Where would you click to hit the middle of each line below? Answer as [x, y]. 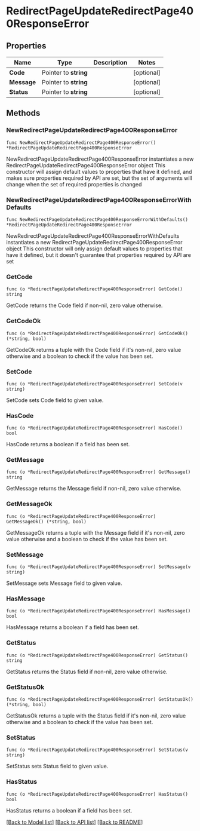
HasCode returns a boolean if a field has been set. [68, 444]
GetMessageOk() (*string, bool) [46, 522]
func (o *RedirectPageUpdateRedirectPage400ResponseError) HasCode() [95, 428]
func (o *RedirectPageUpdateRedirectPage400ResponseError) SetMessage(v [99, 567]
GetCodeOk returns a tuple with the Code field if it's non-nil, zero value [94, 349]
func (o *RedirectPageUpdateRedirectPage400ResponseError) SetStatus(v [97, 750]
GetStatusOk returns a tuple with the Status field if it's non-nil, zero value [96, 716]
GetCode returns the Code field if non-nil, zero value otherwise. [84, 305]
